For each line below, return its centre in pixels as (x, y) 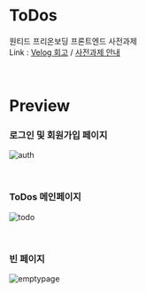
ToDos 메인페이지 (45, 197)
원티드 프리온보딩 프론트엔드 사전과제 (73, 41)
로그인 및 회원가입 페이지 (58, 136)
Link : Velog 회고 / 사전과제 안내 (65, 52)
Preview (40, 106)
